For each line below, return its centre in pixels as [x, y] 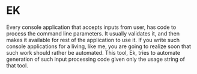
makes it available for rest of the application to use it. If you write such [93, 40]
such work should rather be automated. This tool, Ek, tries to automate [93, 52]
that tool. [17, 65]
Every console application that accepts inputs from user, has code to [91, 27]
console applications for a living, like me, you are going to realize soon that [98, 46]
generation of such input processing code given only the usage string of [95, 59]
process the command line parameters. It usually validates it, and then [93, 33]
